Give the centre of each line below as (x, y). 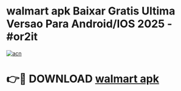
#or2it (22, 37)
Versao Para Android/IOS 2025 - (89, 24)
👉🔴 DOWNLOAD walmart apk (83, 79)
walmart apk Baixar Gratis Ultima (91, 11)
